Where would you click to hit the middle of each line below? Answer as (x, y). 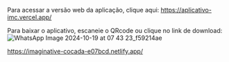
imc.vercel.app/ (29, 17)
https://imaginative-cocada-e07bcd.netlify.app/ (75, 51)
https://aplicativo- (186, 10)
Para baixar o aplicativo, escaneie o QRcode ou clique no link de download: (115, 31)
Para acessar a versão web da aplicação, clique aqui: (83, 10)
